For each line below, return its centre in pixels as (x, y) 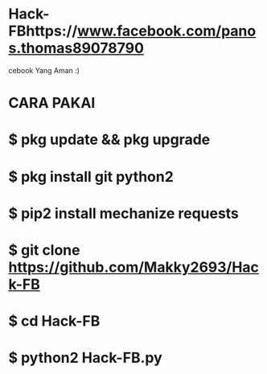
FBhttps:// (43, 31)
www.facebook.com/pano (167, 31)
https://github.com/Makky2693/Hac (134, 267)
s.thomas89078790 (76, 48)
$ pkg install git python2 (91, 177)
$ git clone (44, 250)
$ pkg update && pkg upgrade (109, 140)
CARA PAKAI (52, 103)
